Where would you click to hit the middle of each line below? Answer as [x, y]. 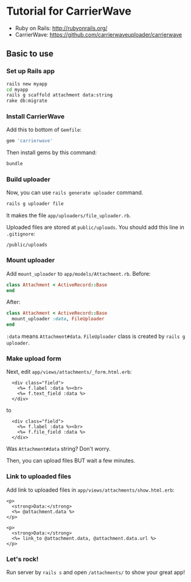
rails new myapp [27, 84]
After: [13, 302]
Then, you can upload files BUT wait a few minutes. [71, 461]
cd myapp [17, 90]
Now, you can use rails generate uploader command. [75, 193]
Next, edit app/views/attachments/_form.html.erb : [69, 372]
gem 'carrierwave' [30, 141]
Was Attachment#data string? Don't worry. [58, 449]
